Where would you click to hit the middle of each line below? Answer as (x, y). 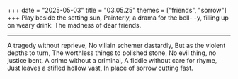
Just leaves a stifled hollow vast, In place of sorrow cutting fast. (100, 68)
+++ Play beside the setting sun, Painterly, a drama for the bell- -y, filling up (118, 18)
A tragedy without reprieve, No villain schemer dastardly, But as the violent (117, 45)
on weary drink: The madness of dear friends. (74, 25)
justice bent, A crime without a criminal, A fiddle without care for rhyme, (112, 60)
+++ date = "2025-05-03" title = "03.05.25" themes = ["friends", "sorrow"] (117, 10)
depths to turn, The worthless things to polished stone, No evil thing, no (112, 53)
